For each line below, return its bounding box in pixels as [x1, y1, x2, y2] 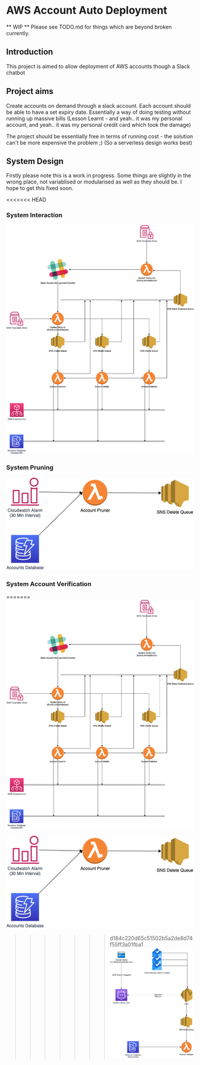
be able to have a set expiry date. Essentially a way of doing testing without [6, 108, 191, 116]
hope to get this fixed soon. [6, 185, 74, 192]
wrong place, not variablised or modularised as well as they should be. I [6, 178, 182, 185]
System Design [6, 156, 64, 166]
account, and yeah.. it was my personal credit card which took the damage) [6, 121, 192, 128]
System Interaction [6, 211, 62, 219]
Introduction [6, 47, 54, 57]
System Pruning [6, 463, 54, 472]
